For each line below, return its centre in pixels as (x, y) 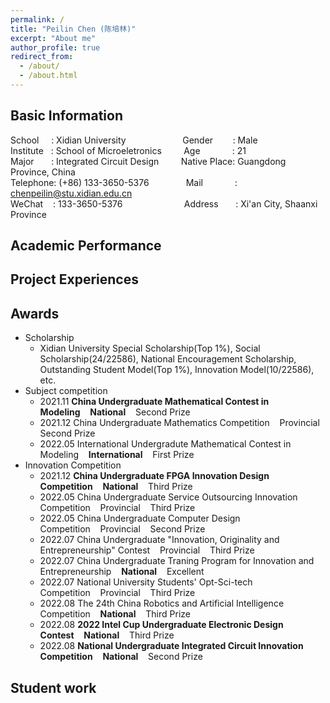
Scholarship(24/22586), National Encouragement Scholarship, (168, 359)
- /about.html (48, 76)
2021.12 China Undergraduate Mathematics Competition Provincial (179, 423)
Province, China (43, 172)
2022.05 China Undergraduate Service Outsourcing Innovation (168, 497)
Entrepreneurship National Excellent (122, 572)
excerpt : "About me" (53, 38)
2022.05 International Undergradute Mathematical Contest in (165, 444)
